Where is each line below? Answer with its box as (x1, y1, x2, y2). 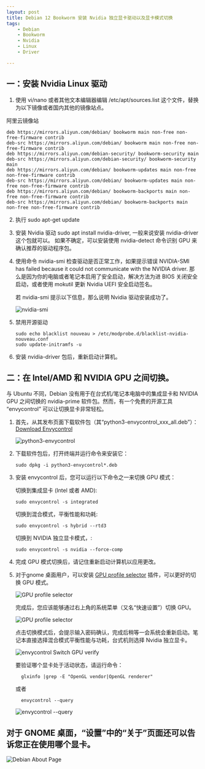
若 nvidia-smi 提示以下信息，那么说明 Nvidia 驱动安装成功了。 (15, 293, 172, 301)
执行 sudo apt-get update (15, 216, 80, 223)
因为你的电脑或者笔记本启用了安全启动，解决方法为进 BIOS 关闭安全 (26, 273, 198, 280)
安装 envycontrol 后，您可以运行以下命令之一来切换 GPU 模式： (15, 474, 176, 481)
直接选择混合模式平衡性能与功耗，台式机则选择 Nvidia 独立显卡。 (26, 636, 191, 644)
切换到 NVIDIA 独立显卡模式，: (15, 534, 93, 542)
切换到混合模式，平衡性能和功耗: (15, 510, 98, 518)
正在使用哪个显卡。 (22, 739, 95, 749)
